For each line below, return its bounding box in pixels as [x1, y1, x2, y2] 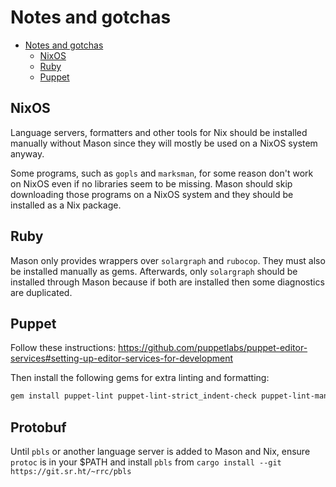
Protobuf [10, 419, 67, 436]
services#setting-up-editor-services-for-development [10, 352, 233, 365]
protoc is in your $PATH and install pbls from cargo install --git [10, 456, 282, 468]
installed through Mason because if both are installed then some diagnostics [10, 276, 325, 288]
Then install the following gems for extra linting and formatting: [10, 372, 270, 384]
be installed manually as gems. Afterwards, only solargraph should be [10, 265, 298, 277]
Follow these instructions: [10, 342, 117, 354]
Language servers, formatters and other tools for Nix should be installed [10, 126, 308, 138]
